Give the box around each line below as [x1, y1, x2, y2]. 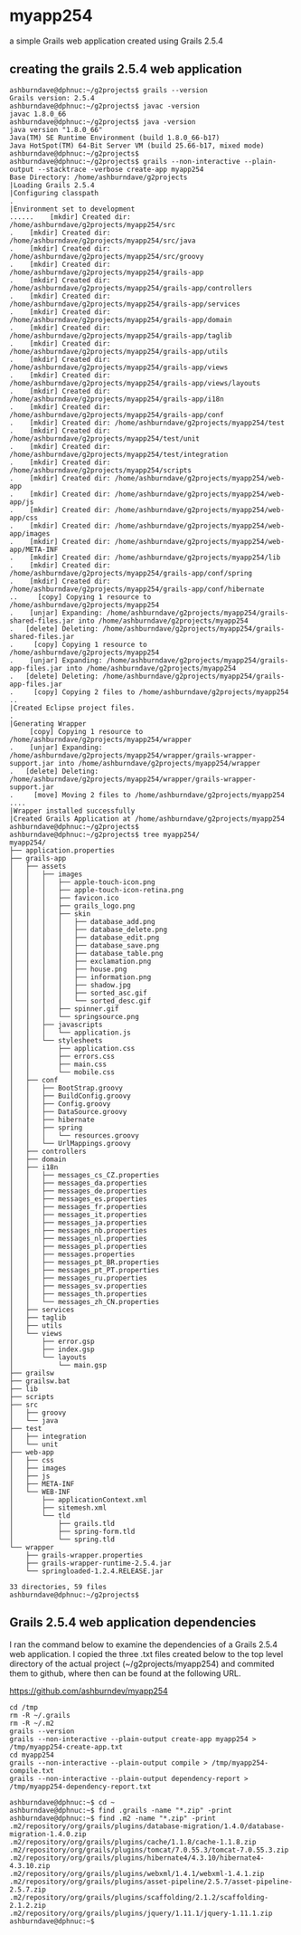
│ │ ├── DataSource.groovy [9, 1107, 127, 1116]
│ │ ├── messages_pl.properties [9, 1242, 147, 1251]
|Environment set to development [9, 205, 136, 214]
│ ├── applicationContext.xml [9, 1495, 147, 1504]
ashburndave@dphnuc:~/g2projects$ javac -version [9, 101, 201, 110]
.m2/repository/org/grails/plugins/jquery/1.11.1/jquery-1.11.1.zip [9, 1909, 273, 1918]
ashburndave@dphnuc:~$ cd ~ [9, 1797, 116, 1806]
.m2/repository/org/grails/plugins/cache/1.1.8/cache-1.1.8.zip [9, 1837, 257, 1846]
